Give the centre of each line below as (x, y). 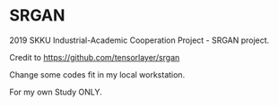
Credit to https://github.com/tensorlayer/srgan (95, 57)
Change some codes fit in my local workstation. (97, 74)
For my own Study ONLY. (56, 92)
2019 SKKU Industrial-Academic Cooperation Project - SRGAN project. (139, 40)
